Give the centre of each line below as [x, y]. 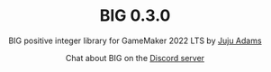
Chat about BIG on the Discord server [135, 58]
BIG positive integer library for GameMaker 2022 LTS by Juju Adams [135, 40]
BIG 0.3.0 [135, 16]
